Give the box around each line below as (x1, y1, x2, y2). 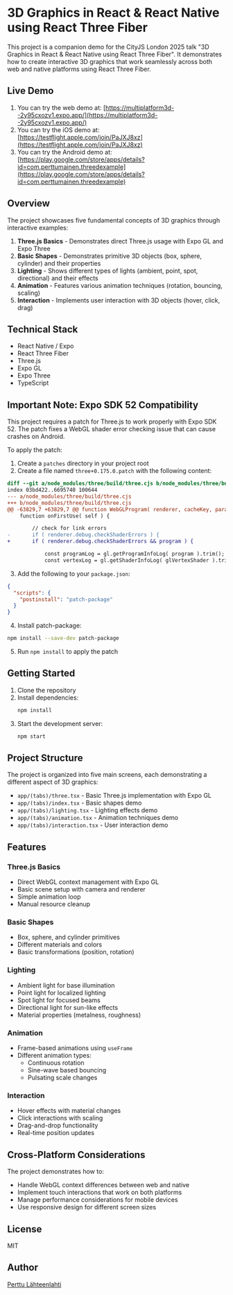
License (7, 1223, 42, 1235)
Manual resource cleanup (17, 900, 91, 908)
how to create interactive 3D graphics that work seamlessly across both (7, 57, 213, 65)
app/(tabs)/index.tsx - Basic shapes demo (17, 798, 142, 807)
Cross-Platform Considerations (7, 1149, 146, 1161)
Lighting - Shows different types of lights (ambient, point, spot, (17, 266, 198, 275)
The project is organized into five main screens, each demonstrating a (7, 771, 207, 779)
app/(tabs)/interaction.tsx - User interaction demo (17, 821, 169, 829)
